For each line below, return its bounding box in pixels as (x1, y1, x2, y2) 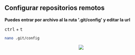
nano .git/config (4, 36, 40, 40)
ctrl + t (4, 26, 23, 32)
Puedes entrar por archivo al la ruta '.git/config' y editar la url (4, 17, 131, 22)
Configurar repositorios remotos (4, 4, 105, 12)
